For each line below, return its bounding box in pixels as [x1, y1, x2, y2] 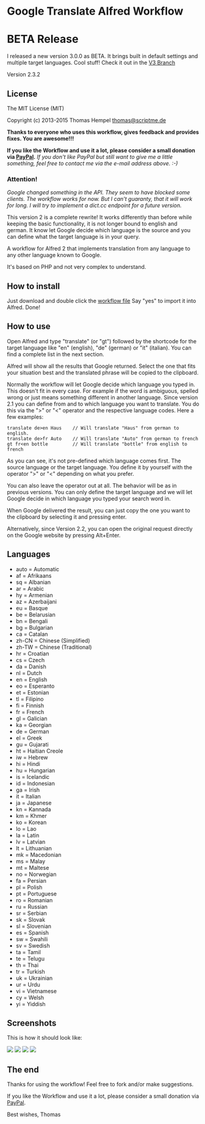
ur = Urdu [15, 980, 40, 988]
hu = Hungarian [15, 767, 56, 774]
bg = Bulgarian [15, 624, 54, 631]
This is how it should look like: [7, 1034, 82, 1042]
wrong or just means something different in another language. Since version [7, 393, 198, 401]
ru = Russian [15, 903, 48, 910]
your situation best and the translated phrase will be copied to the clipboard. [7, 368, 199, 376]
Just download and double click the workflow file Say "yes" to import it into [7, 297, 196, 305]
